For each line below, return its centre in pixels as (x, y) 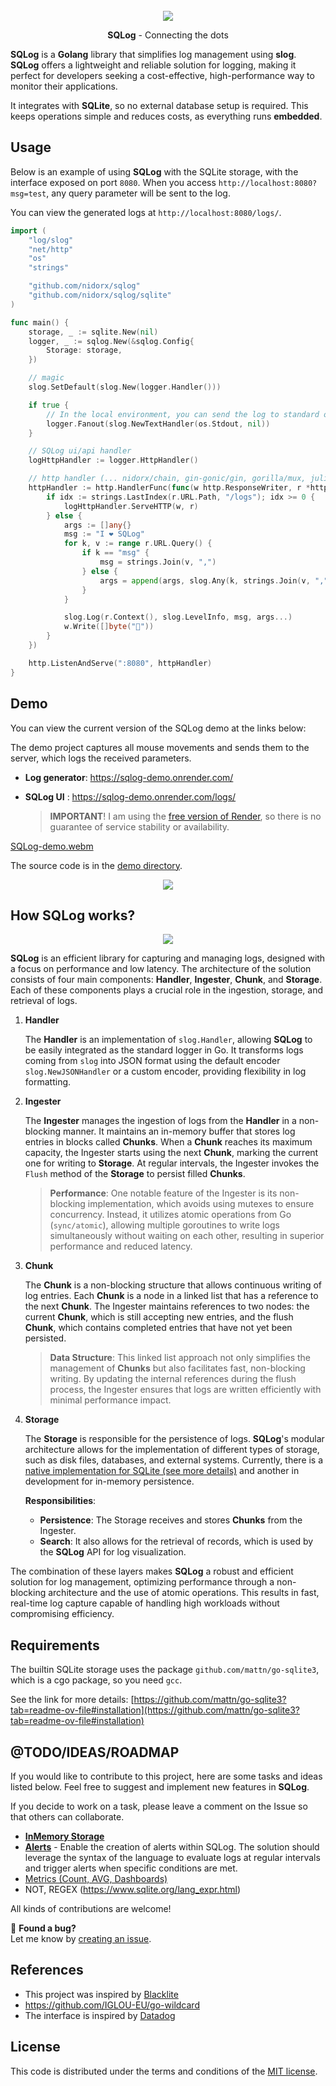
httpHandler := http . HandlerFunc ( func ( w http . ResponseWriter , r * (169, 488)
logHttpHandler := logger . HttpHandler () (113, 460)
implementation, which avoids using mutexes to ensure (201, 1204)
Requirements (55, 1645)
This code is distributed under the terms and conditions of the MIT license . (164, 2071)
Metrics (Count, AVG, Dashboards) (96, 1878)
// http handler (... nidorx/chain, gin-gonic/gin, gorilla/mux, (167, 479)
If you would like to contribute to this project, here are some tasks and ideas (166, 1776)
